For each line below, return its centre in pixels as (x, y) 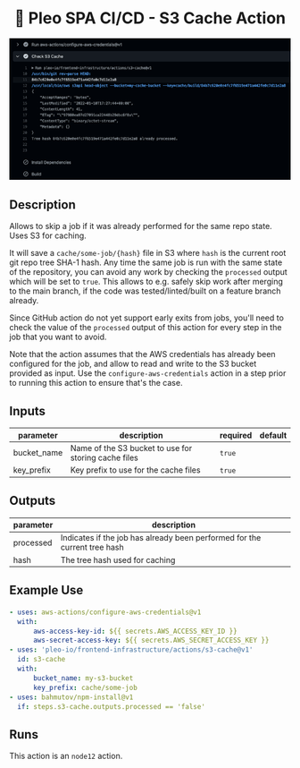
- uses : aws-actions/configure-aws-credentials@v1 (105, 612)
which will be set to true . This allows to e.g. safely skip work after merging (146, 282)
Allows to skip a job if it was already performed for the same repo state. (141, 226)
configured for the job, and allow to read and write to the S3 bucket (133, 364)
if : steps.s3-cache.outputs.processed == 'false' (111, 706)
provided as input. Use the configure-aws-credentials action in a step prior (148, 373)
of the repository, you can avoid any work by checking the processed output (148, 272)
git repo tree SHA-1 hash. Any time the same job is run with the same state (146, 262)
